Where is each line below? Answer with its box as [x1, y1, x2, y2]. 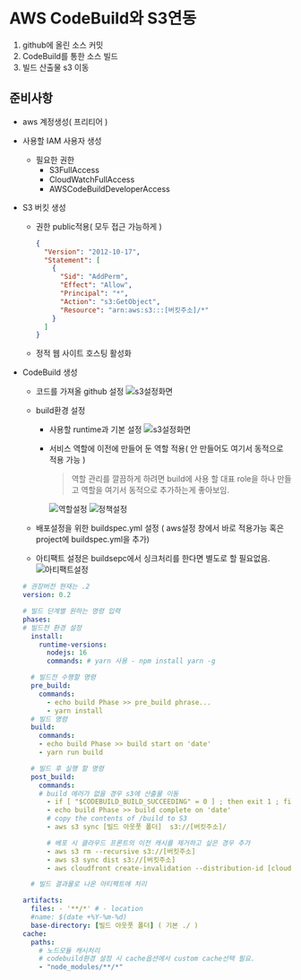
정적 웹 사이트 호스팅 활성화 [35, 348, 132, 359]
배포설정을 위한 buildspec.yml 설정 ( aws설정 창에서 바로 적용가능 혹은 [35, 523, 285, 533]
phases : [21, 615, 51, 624]
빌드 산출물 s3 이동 [21, 62, 90, 73]
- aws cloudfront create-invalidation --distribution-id [46, 863, 264, 872]
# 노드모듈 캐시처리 [39, 946, 100, 955]
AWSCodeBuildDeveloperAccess [48, 183, 170, 194]
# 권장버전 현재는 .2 [21, 582, 90, 592]
